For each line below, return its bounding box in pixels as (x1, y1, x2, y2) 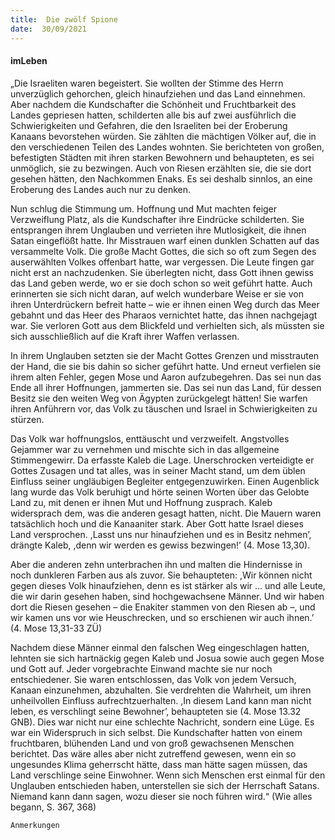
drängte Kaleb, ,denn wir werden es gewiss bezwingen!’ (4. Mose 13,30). (10, 539, 311, 551)
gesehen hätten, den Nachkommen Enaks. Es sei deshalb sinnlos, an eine (10, 172, 313, 185)
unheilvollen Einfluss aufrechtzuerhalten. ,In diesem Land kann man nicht (10, 694, 312, 706)
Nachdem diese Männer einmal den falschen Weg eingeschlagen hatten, (10, 641, 310, 653)
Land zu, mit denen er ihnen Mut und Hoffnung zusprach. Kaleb (10, 496, 273, 508)
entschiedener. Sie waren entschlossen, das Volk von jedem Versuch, (10, 673, 297, 685)
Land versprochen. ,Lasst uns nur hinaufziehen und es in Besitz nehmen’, (10, 528, 312, 540)
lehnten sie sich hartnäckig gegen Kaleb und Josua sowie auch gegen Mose (10, 652, 325, 664)
